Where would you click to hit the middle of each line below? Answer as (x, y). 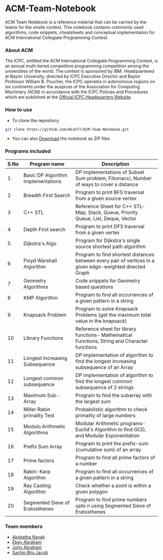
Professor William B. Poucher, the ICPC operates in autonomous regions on (80, 81)
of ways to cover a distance (107, 184)
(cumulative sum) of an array (108, 449)
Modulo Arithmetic (45, 426)
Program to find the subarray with (114, 395)
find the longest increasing (106, 361)
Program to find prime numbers (111, 500)
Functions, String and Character (112, 341)
